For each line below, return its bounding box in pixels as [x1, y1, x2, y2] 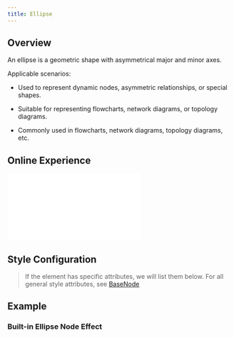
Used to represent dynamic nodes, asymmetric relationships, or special [17, 83, 228, 92]
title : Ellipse [7, 10, 53, 18]
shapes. [17, 91, 41, 100]
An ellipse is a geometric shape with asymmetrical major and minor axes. [7, 56, 223, 64]
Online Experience [7, 154, 91, 166]
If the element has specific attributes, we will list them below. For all [24, 272, 224, 281]
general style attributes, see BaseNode [24, 280, 140, 289]
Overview [7, 37, 52, 49]
